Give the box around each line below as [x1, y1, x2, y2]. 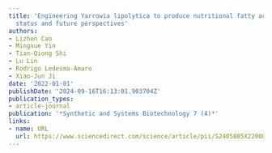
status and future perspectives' [15, 19, 129, 28]
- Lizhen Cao [8, 34, 53, 43]
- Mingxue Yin [8, 42, 57, 50]
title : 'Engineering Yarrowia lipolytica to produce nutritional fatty [8, 11, 255, 20]
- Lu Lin [8, 57, 38, 66]
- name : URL [8, 125, 49, 133]
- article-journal [8, 102, 70, 110]
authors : [8, 27, 38, 35]
